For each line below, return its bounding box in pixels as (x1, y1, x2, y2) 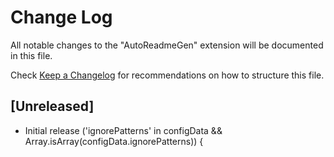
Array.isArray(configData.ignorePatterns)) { (24, 135, 204, 147)
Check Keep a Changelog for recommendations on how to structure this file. (10, 69, 325, 81)
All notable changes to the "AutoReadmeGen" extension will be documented (10, 39, 324, 51)
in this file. (10, 49, 53, 61)
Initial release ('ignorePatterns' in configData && (24, 124, 223, 136)
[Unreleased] (10, 98, 95, 115)
